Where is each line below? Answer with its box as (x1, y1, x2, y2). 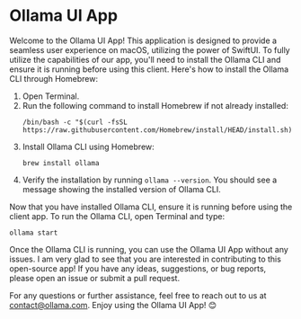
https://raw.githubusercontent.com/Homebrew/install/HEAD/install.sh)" (22, 125, 297, 135)
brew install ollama (22, 158, 100, 167)
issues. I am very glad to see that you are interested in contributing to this (9, 253, 281, 264)
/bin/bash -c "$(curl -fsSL (22, 118, 128, 127)
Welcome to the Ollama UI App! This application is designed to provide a (9, 35, 277, 46)
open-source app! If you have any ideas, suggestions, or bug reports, (9, 262, 267, 274)
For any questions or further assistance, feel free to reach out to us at (9, 289, 267, 301)
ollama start (9, 228, 58, 237)
